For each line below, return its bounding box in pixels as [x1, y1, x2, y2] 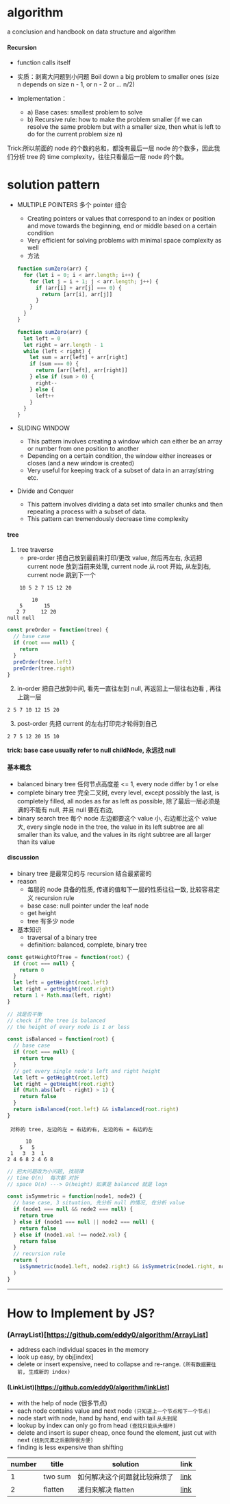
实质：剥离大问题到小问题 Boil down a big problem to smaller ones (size [16, 73, 220, 81]
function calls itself [16, 58, 71, 66]
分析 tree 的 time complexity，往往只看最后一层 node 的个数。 [12, 153, 188, 161]
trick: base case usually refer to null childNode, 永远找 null [7, 746, 176, 755]
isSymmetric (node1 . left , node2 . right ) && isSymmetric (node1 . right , [19, 1263, 216, 1270]
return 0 [19, 967, 44, 973]
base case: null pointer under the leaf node [27, 901, 149, 910]
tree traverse [16, 546, 53, 554]
